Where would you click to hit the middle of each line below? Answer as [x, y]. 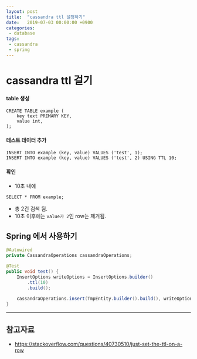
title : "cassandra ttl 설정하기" [46, 17]
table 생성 [18, 98]
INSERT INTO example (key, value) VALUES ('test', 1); [74, 153]
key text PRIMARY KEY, [44, 116]
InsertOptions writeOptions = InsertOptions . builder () [85, 277]
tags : [13, 39]
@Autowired [19, 250]
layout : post [22, 11]
